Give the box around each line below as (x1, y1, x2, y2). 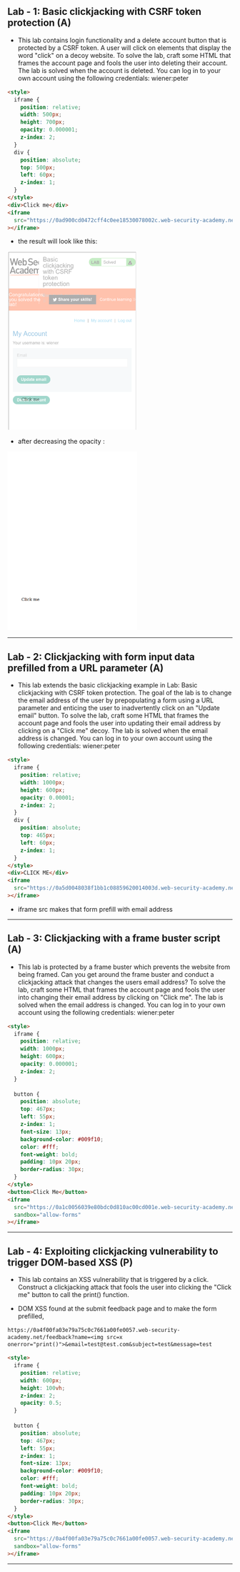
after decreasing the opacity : (17, 437, 105, 446)
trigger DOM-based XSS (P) (7, 1256, 134, 1268)
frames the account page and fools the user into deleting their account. (17, 59, 228, 67)
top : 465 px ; (20, 832, 56, 839)
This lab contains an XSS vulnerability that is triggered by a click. (17, 1275, 209, 1284)
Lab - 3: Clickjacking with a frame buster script (7, 932, 221, 945)
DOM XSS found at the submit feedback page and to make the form (17, 1304, 217, 1313)
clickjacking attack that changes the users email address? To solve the (17, 977, 226, 986)
